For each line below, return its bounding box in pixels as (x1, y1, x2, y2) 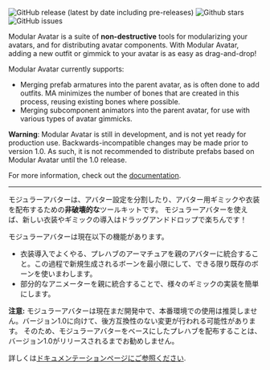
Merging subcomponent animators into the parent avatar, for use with (19, 105, 251, 115)
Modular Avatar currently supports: (8, 64, 125, 74)
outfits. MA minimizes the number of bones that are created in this (19, 88, 239, 98)
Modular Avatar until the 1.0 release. (8, 155, 127, 165)
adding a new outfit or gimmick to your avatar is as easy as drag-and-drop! (8, 49, 257, 58)
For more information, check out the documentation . (8, 171, 182, 180)
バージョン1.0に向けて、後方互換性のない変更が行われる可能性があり (22, 316, 249, 325)
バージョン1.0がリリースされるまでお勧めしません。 (8, 336, 179, 345)
